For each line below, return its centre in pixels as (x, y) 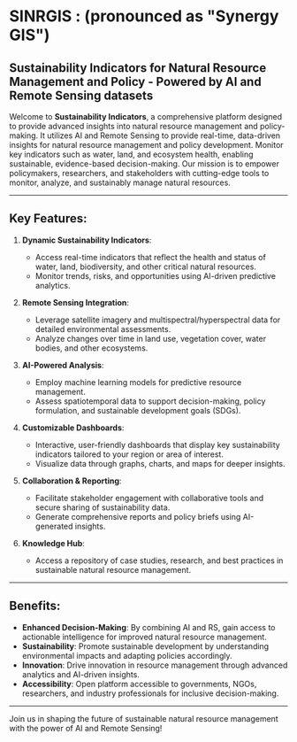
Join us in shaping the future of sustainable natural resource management (144, 718)
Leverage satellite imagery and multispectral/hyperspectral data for (158, 320)
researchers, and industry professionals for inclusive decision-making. (150, 693)
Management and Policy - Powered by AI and (136, 81)
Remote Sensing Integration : (76, 302)
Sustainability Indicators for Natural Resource (138, 68)
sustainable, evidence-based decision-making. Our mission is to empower (145, 164)
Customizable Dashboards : (73, 428)
